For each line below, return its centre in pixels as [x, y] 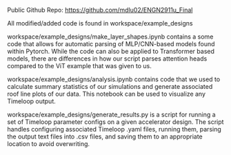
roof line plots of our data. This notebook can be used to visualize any [106, 94]
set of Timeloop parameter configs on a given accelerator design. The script [115, 122]
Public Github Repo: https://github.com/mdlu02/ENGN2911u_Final [100, 10]
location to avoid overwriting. [49, 144]
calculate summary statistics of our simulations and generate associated [110, 86]
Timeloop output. [32, 101]
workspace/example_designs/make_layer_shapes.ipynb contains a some [110, 37]
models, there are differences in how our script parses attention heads [107, 59]
